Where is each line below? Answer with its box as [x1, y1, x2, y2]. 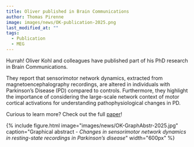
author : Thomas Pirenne [6, 14, 64, 20]
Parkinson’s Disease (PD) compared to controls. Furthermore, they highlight [6, 87, 188, 94]
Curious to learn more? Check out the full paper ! [6, 110, 123, 117]
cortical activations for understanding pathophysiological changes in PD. [6, 99, 181, 106]
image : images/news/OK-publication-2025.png [6, 19, 116, 25]
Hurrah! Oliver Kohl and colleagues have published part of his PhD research [6, 57, 188, 64]
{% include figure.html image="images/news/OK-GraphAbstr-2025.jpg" [6, 122, 178, 129]
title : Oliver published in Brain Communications [6, 8, 130, 15]
